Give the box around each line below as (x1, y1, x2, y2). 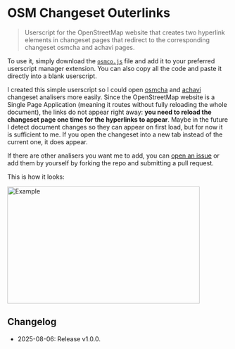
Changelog (7, 316, 57, 328)
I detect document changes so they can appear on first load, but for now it (7, 122, 223, 131)
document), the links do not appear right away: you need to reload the (7, 108, 212, 116)
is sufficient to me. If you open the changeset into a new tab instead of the (7, 130, 223, 139)
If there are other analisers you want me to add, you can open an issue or (7, 151, 220, 160)
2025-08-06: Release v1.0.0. (17, 334, 101, 343)
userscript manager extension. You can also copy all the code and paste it (7, 64, 222, 72)
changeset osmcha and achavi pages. (24, 43, 135, 51)
